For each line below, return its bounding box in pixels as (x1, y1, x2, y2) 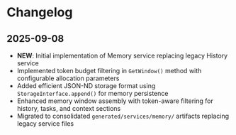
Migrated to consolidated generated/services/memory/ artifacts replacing (16, 112, 230, 120)
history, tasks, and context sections (16, 104, 121, 112)
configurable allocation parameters (16, 74, 120, 82)
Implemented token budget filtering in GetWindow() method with (16, 67, 202, 75)
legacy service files (16, 119, 74, 128)
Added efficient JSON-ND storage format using (16, 82, 156, 90)
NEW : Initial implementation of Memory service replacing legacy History (16, 51, 228, 60)
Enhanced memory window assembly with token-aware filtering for (16, 97, 213, 105)
